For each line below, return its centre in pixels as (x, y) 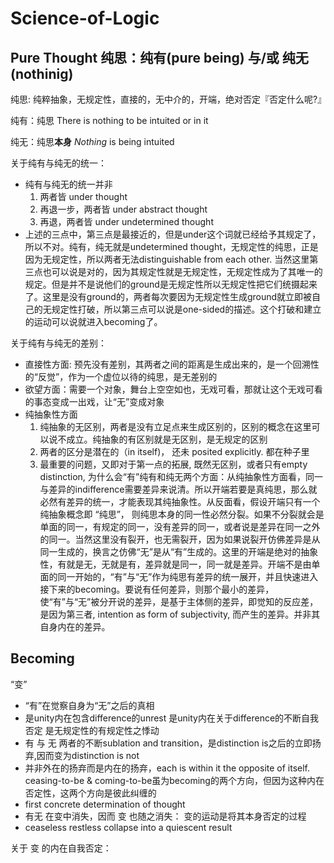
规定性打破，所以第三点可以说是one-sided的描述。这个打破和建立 (186, 309)
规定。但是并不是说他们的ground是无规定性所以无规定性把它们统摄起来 (171, 284)
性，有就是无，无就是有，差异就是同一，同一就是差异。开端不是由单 (180, 564)
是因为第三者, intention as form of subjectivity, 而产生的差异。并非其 (180, 614)
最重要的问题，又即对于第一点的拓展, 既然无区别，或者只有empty (173, 464)
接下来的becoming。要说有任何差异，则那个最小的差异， (157, 589)
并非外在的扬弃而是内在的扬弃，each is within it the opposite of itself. (167, 768)
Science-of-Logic (85, 18)
